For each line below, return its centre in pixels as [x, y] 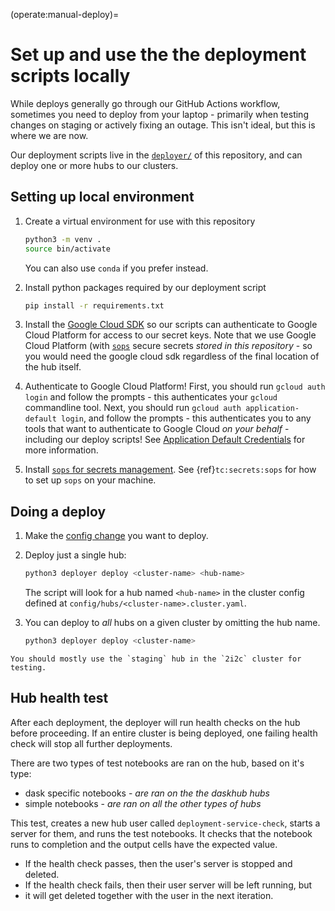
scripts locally [70, 76]
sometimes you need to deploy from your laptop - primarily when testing [159, 114]
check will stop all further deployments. [91, 743]
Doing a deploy [58, 511]
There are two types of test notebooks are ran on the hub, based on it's [157, 763]
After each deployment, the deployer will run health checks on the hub [155, 722]
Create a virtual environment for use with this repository [140, 221]
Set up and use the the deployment [158, 55]
